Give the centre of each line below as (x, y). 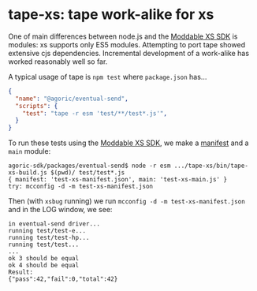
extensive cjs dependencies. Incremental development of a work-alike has (129, 53)
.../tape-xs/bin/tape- (211, 166)
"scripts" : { (37, 106)
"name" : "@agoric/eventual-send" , (72, 99)
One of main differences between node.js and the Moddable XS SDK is (123, 36)
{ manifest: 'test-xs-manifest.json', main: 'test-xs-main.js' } (117, 180)
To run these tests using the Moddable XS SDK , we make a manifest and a (128, 143)
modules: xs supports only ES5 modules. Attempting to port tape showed (127, 44)
